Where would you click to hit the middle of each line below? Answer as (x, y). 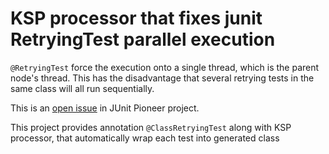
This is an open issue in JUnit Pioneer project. (105, 108)
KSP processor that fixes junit (136, 18)
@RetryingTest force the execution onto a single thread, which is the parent (165, 67)
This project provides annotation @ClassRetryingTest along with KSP (151, 127)
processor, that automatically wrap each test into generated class (145, 138)
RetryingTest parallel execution (143, 39)
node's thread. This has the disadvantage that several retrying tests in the (162, 78)
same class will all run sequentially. (82, 88)
